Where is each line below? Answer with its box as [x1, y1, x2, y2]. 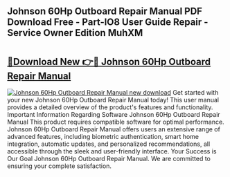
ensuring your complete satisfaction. [7, 162, 112, 170]
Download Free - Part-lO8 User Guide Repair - [7, 17, 209, 28]
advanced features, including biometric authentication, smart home [7, 133, 200, 140]
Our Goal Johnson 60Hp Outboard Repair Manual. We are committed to [7, 155, 211, 162]
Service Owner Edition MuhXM [7, 27, 143, 39]
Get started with [172, 88, 219, 96]
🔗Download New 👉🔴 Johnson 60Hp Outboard [7, 55, 211, 68]
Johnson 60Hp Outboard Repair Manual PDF [7, 6, 203, 17]
